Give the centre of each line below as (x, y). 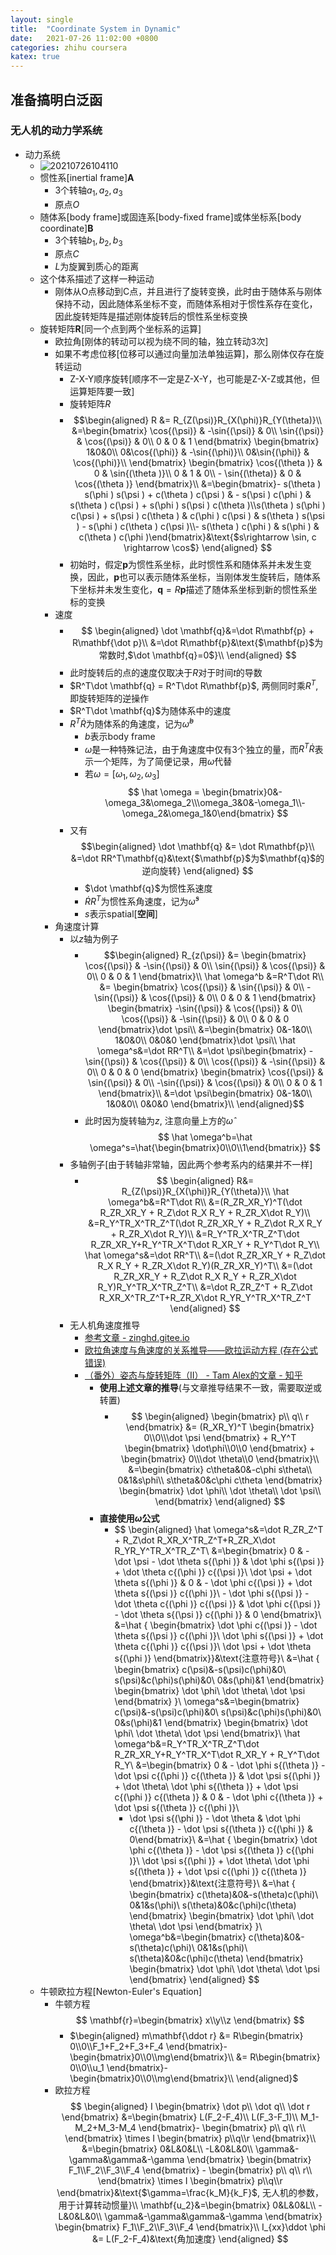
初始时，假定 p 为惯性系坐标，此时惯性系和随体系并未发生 (186, 565)
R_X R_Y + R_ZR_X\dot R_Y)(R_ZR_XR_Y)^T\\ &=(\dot (205, 1265)
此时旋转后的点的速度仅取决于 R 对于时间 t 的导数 (166, 673)
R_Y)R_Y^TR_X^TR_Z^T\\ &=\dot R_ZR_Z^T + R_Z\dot (205, 1287)
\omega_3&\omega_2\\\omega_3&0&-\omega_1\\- (205, 803)
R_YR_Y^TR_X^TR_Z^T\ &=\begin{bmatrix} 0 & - (212, 1550)
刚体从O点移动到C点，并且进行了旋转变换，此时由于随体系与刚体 (188, 292)
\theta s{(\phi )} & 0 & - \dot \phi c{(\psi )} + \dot (213, 1582)
